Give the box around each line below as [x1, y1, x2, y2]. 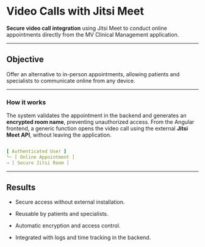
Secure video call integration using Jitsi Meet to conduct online [6, 24, 168, 32]
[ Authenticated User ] [6, 148, 67, 155]
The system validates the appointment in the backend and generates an [6, 112, 187, 120]
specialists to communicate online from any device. [6, 77, 135, 84]
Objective [6, 54, 45, 65]
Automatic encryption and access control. [15, 222, 121, 229]
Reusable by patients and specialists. [15, 210, 109, 218]
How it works [6, 98, 46, 106]
